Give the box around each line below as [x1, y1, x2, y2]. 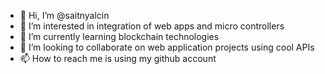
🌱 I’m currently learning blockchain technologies [19, 31, 220, 42]
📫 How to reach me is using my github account [19, 53, 217, 64]
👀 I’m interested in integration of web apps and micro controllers [19, 20, 285, 32]
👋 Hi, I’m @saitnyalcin [19, 10, 110, 21]
